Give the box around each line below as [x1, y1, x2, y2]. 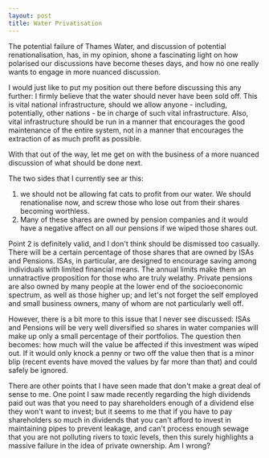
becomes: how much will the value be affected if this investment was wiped [8, 339, 259, 350]
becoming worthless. [19, 206, 90, 215]
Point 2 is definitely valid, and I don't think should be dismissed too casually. [8, 239, 261, 248]
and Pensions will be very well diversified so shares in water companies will [8, 322, 259, 332]
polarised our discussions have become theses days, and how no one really [8, 58, 259, 68]
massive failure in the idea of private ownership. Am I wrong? [8, 440, 211, 450]
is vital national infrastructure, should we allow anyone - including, [8, 100, 227, 109]
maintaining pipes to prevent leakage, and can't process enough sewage [8, 423, 249, 433]
